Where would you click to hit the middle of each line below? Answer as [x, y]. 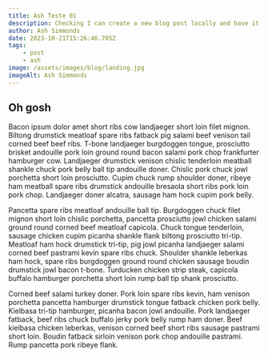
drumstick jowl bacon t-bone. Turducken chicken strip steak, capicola [123, 270]
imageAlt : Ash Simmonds [48, 75]
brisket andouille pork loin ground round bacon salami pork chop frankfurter [134, 152]
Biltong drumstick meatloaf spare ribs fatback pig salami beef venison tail [129, 135]
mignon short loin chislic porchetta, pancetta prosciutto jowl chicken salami [133, 219]
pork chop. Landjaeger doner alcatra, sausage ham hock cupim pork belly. [131, 195]
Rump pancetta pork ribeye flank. [63, 345]
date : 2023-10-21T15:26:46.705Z [62, 38]
